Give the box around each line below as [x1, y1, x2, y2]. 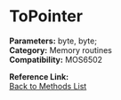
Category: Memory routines [9, 44, 113, 55]
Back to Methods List [9, 81, 87, 91]
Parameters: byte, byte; [9, 35, 98, 46]
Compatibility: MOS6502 [9, 54, 103, 65]
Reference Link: [9, 71, 69, 81]
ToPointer [9, 6, 83, 27]
